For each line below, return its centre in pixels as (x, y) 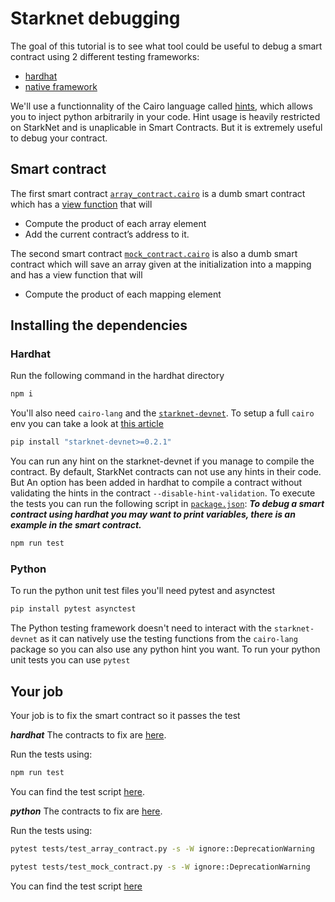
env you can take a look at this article (87, 424)
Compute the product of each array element (115, 223)
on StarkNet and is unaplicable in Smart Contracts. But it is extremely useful (166, 127)
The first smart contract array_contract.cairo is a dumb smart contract (158, 193)
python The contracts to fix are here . (86, 811)
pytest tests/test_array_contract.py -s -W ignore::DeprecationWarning (162, 848)
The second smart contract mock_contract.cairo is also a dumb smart (154, 253)
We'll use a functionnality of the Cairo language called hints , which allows (161, 106)
